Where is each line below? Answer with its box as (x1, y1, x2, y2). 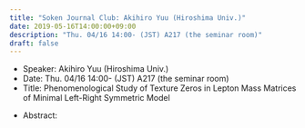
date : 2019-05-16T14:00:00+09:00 (9, 22, 137, 31)
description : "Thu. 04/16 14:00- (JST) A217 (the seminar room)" (9, 30, 262, 39)
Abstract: (22, 110, 57, 121)
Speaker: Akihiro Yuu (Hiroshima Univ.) (22, 64, 169, 74)
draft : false (9, 38, 59, 48)
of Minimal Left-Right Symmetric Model (22, 93, 170, 103)
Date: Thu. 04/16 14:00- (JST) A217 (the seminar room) (22, 74, 229, 84)
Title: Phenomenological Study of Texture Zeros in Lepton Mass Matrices (22, 83, 297, 94)
